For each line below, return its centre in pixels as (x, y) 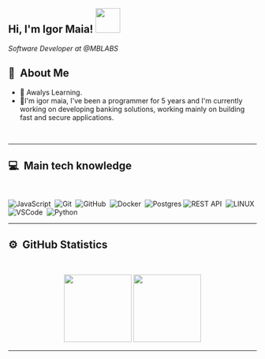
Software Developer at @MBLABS (63, 48)
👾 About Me (39, 73)
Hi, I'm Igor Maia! (51, 30)
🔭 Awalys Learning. (51, 92)
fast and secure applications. (67, 117)
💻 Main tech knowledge (70, 166)
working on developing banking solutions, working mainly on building (132, 109)
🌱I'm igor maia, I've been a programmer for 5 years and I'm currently (131, 100)
